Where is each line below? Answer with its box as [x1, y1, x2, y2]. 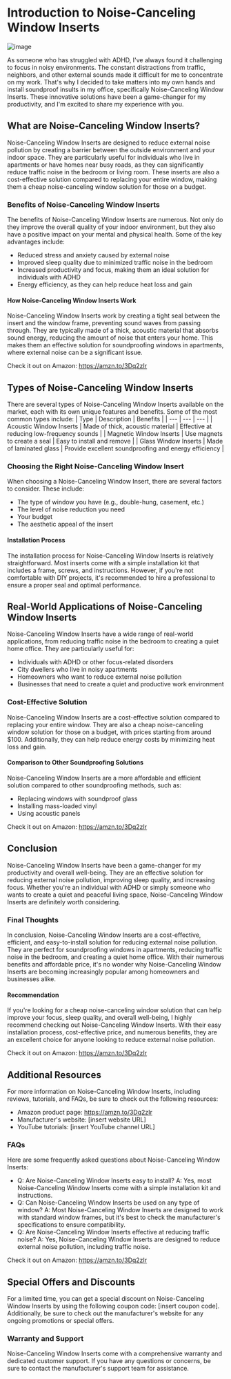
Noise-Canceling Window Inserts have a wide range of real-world [7, 630, 194, 638]
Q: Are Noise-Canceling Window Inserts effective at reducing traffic [17, 1228, 210, 1236]
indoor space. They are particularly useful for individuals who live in [7, 153, 200, 161]
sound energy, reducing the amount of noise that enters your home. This [7, 334, 214, 342]
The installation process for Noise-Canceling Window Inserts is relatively [7, 551, 214, 560]
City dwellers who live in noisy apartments [17, 666, 138, 674]
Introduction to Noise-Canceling [7, 5, 197, 21]
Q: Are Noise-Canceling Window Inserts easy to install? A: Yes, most [17, 1176, 212, 1185]
